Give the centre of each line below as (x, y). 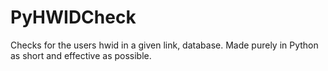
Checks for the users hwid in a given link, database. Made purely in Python (164, 45)
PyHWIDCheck (73, 17)
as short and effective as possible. (81, 55)
